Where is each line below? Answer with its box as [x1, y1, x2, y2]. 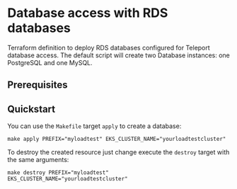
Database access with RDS [7, 5, 168, 21]
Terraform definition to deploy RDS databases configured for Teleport [7, 43, 210, 52]
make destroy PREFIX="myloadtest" [7, 169, 110, 176]
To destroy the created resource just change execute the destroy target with [7, 148, 230, 156]
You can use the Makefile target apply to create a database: [7, 122, 182, 130]
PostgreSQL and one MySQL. [7, 58, 93, 67]
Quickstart [7, 103, 56, 115]
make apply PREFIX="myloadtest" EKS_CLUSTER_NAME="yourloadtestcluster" [7, 136, 226, 143]
